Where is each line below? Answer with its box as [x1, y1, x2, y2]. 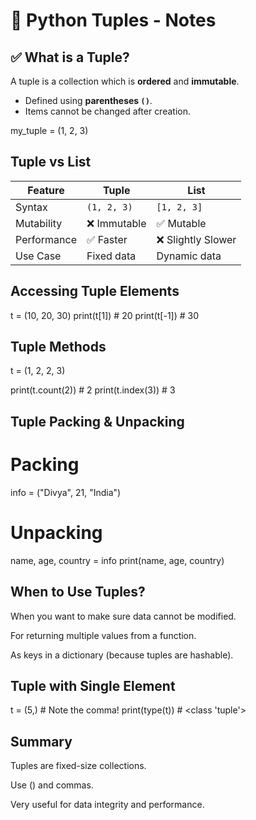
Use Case [15, 249, 62, 263]
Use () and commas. [10, 779, 94, 791]
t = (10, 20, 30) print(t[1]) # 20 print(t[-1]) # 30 [10, 309, 200, 321]
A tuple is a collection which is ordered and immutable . [10, 75, 240, 87]
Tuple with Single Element [10, 677, 176, 694]
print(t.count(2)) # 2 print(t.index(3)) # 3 [10, 384, 176, 396]
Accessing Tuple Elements [10, 283, 180, 300]
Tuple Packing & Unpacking [10, 413, 185, 430]
